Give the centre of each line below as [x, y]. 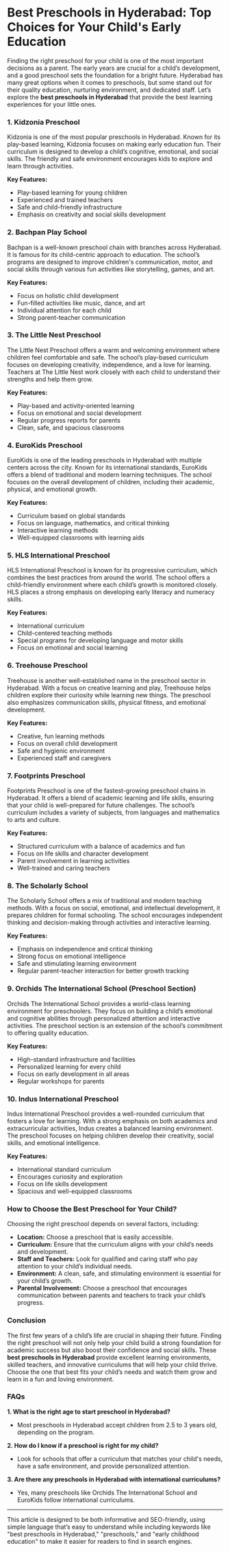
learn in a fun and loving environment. [61, 1379]
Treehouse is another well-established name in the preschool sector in [106, 680]
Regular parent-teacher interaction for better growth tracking [103, 971]
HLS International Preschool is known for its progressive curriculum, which [112, 571]
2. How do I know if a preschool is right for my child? [83, 1445]
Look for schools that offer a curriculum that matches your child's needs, [120, 1459]
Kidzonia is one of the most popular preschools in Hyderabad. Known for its [114, 137]
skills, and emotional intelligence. [54, 1142]
